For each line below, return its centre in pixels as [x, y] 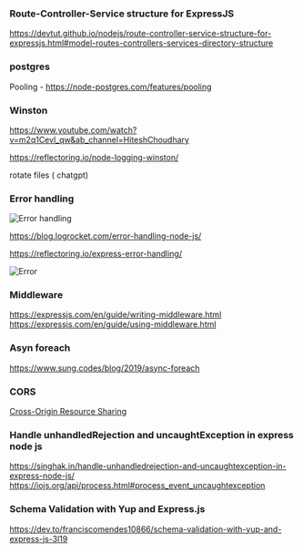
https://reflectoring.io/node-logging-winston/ [94, 157]
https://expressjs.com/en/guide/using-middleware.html [113, 324]
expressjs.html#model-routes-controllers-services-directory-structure [141, 43]
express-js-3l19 [39, 538]
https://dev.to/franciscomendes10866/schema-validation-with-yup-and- [146, 529]
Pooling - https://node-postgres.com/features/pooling [111, 87]
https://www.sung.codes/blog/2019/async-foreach [105, 368]
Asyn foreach [40, 348]
